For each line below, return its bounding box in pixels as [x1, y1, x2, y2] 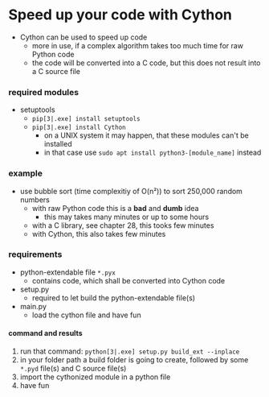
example [8, 167, 43, 179]
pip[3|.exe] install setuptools [31, 115, 141, 123]
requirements [8, 249, 63, 260]
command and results [8, 329, 83, 338]
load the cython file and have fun [31, 310, 142, 320]
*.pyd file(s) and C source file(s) [19, 364, 127, 374]
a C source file [31, 66, 80, 76]
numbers [19, 195, 51, 205]
